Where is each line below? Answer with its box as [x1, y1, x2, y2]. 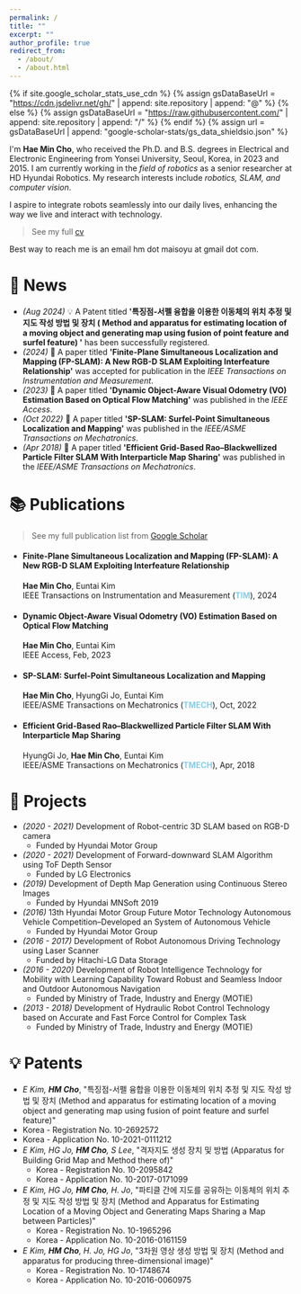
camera [22, 830, 51, 841]
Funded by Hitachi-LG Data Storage [35, 954, 168, 965]
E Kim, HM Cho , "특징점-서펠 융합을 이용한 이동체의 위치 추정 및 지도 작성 [22, 1084, 283, 1095]
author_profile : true [9, 38, 91, 48]
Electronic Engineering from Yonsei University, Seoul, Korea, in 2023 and [9, 153, 279, 164]
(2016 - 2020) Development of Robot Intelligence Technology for [22, 964, 262, 975]
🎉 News [9, 275, 67, 296]
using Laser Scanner [22, 945, 100, 956]
